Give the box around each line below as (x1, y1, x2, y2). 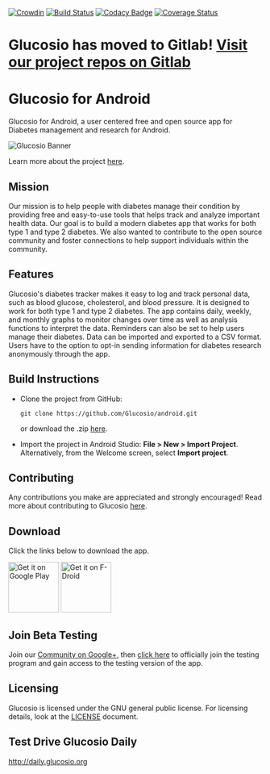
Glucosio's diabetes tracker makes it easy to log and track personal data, (8, 289, 251, 299)
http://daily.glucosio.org (8, 756, 88, 766)
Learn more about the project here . (8, 157, 125, 166)
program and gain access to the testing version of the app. (8, 659, 203, 667)
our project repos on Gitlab (8, 53, 191, 72)
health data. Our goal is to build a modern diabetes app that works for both (8, 218, 256, 228)
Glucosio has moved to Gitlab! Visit (8, 36, 248, 54)
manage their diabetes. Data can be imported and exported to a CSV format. (8, 332, 262, 341)
